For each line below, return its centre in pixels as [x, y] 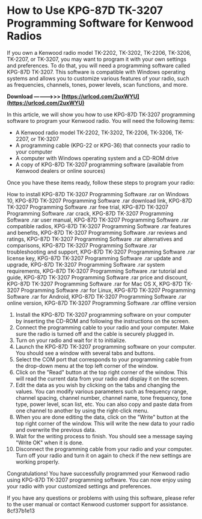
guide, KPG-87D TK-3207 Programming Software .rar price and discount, [97, 277]
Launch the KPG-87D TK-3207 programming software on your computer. [106, 346]
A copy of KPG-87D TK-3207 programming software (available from [99, 164]
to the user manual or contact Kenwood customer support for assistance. [97, 504]
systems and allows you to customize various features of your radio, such [98, 78]
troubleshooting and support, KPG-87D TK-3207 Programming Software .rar [101, 252]
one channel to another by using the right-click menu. [82, 411]
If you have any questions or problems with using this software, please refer [101, 498]
